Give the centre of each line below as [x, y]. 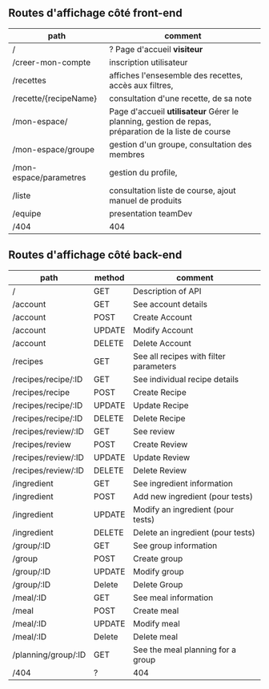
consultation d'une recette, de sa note [181, 98]
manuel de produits [146, 200]
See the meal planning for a [185, 650]
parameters [155, 366]
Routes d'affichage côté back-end [95, 255]
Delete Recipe [159, 418]
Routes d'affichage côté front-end [95, 13]
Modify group [159, 571]
